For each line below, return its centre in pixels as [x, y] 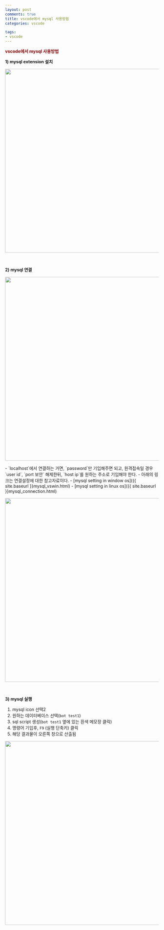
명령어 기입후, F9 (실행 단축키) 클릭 [45, 728]
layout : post [18, 10]
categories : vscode [25, 23]
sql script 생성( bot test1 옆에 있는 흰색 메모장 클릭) [62, 722]
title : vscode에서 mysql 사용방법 [37, 19]
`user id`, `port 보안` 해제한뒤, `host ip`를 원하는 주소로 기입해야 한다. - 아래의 [79, 474]
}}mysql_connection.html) [31, 491]
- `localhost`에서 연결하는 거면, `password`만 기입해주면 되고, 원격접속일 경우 [79, 468]
